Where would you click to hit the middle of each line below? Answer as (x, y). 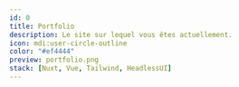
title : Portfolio (42, 26)
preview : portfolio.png (54, 60)
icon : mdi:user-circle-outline (68, 43)
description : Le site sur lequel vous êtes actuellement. (121, 34)
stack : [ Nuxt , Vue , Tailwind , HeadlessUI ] (91, 69)
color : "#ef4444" (42, 52)
